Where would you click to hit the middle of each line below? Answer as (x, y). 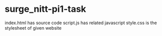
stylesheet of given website (33, 28)
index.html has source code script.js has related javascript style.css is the (81, 23)
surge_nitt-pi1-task (45, 9)
